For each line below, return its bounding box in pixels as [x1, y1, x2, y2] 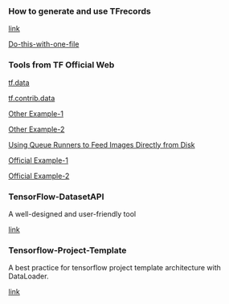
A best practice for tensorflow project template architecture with [8, 263, 221, 273]
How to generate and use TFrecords [8, 6, 151, 17]
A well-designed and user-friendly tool [8, 209, 137, 218]
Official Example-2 [8, 171, 70, 180]
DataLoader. [8, 271, 49, 282]
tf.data [8, 78, 30, 87]
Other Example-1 [8, 108, 64, 118]
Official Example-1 [8, 155, 68, 165]
